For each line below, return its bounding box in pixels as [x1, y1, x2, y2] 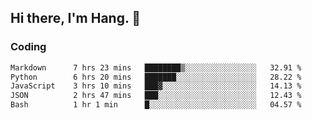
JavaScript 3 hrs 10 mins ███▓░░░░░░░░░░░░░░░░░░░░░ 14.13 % [10, 81, 302, 91]
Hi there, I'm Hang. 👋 [10, 10, 142, 27]
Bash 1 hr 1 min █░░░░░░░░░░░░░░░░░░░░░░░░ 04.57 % [10, 100, 302, 110]
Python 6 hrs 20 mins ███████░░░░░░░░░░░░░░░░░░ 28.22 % [10, 72, 302, 82]
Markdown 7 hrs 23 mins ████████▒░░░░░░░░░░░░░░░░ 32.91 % [10, 62, 302, 73]
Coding [10, 40, 47, 54]
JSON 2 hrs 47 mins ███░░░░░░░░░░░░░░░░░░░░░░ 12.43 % [10, 91, 302, 101]
